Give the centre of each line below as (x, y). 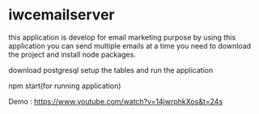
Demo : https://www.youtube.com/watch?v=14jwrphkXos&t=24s (116, 101)
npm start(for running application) (65, 86)
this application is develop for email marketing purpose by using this (122, 37)
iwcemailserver (62, 15)
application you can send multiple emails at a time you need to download (130, 45)
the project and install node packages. (72, 54)
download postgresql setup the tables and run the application (111, 70)
